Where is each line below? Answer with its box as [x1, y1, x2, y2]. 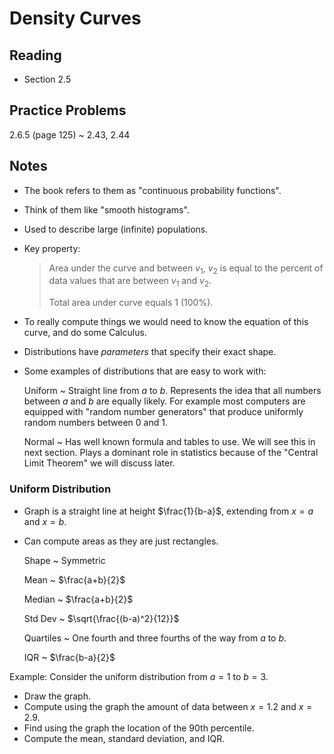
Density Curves [9, 7, 142, 30]
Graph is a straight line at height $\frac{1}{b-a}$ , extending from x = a [23, 505, 314, 517]
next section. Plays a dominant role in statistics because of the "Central [23, 447, 319, 459]
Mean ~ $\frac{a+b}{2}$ [23, 573, 126, 586]
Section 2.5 [23, 73, 72, 85]
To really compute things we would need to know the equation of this [23, 316, 309, 328]
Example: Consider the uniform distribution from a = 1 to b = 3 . [9, 670, 269, 682]
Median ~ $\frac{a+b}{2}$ [23, 593, 134, 605]
